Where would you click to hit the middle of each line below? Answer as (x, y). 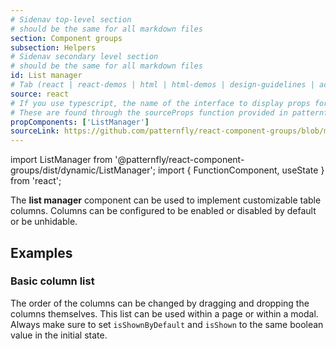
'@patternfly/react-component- (179, 160)
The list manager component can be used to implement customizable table (166, 200)
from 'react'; (36, 181)
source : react (40, 94)
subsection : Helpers (53, 47)
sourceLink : (35, 131)
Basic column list (52, 281)
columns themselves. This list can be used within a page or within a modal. (164, 313)
